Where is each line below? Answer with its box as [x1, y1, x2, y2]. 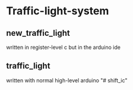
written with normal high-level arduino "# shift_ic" [6, 76, 128, 84]
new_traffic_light [6, 28, 70, 38]
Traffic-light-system [6, 4, 109, 18]
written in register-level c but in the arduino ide [6, 44, 121, 51]
